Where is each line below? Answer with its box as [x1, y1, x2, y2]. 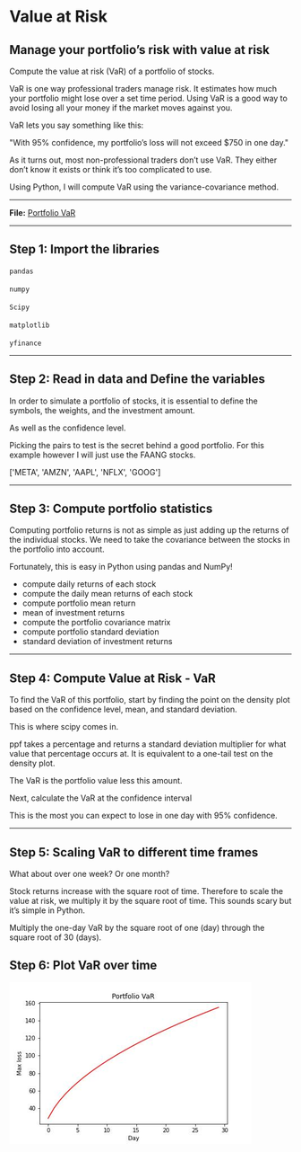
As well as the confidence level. [9, 422, 127, 433]
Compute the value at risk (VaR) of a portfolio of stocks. [9, 66, 215, 76]
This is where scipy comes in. [9, 722, 119, 732]
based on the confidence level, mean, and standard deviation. [9, 704, 237, 715]
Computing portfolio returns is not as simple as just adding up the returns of [9, 525, 289, 536]
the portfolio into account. [9, 544, 105, 554]
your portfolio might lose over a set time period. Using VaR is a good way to [9, 93, 288, 103]
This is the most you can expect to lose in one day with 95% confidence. [9, 811, 278, 821]
